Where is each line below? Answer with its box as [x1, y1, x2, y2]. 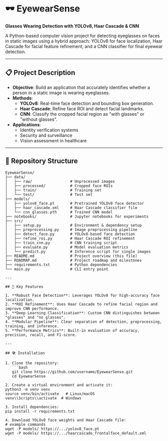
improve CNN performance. [5, 306, 59, 311]
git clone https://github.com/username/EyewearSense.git [11, 369, 133, 374]
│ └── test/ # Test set [5, 192, 93, 197]
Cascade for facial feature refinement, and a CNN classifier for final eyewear [5, 43, 163, 49]
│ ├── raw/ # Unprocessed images [5, 179, 115, 184]
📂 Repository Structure [5, 157, 78, 165]
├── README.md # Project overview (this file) [5, 253, 137, 259]
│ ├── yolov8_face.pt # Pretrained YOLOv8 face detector [5, 200, 144, 206]
